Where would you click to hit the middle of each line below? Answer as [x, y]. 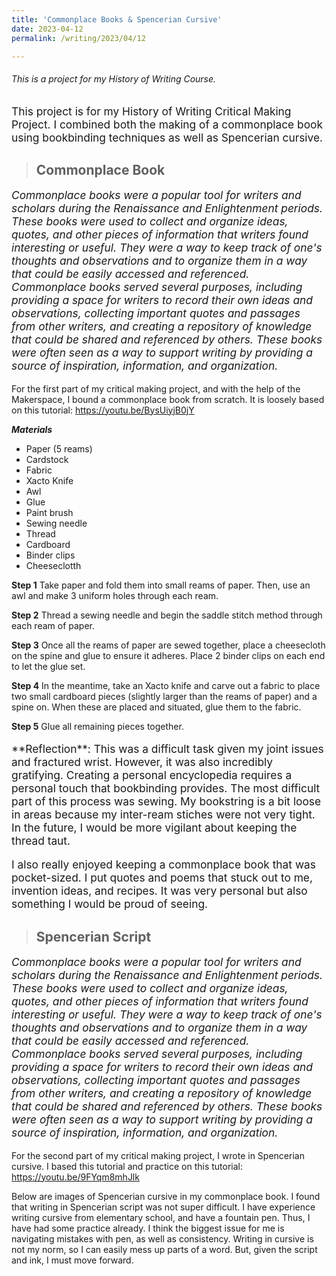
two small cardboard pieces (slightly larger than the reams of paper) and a [164, 696]
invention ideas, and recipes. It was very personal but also [159, 891]
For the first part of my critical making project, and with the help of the [156, 388]
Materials [32, 429]
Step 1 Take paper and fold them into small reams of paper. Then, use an [161, 585]
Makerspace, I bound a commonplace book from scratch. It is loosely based [168, 399]
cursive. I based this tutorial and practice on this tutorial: [127, 1166]
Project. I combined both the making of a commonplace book [167, 124]
